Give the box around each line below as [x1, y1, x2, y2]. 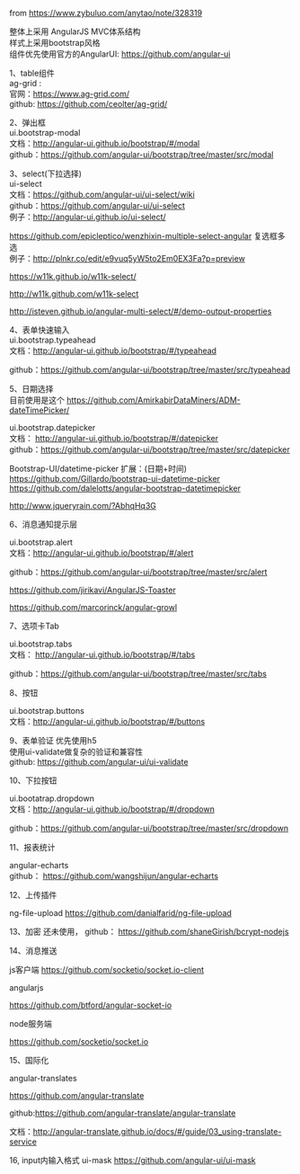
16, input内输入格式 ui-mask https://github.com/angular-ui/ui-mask [9, 1155, 256, 1165]
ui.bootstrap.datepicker [9, 422, 96, 432]
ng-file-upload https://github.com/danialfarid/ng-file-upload [9, 908, 232, 918]
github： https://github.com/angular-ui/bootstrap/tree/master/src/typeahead [9, 364, 291, 375]
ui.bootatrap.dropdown [9, 793, 94, 804]
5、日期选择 [9, 384, 54, 394]
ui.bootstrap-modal [9, 128, 81, 138]
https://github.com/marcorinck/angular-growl [9, 602, 178, 612]
